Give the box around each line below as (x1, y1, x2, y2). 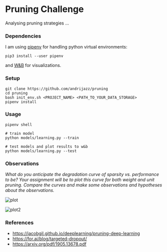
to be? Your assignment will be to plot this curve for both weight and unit (5, 176, 155, 183)
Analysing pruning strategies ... (5, 20, 69, 26)
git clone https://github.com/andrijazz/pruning (5, 86, 108, 91)
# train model (5, 131, 35, 136)
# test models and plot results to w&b (5, 144, 88, 149)
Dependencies (5, 32, 41, 39)
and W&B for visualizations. (5, 62, 61, 68)
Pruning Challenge (5, 3, 84, 15)
